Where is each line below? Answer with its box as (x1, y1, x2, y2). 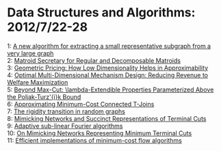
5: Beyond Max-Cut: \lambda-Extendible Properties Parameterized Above (7, 85, 214, 94)
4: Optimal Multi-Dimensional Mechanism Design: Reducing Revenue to (7, 70, 209, 79)
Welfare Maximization (7, 78, 68, 86)
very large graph (7, 49, 54, 57)
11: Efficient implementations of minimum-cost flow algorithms (7, 136, 183, 144)
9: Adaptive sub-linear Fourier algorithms (7, 122, 123, 130)
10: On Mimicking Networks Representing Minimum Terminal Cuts (7, 128, 192, 137)
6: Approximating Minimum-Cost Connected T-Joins (7, 100, 155, 108)
